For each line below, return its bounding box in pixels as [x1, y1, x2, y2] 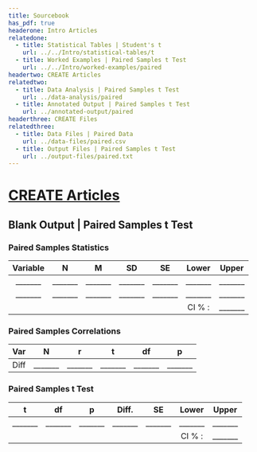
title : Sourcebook [8, 11, 69, 20]
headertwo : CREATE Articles [8, 71, 102, 79]
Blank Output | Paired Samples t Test [8, 218, 193, 232]
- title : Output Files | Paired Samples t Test [15, 145, 177, 153]
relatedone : [8, 33, 48, 42]
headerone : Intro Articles [8, 26, 98, 34]
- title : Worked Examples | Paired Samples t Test [15, 56, 187, 64]
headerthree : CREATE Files [8, 115, 98, 123]
